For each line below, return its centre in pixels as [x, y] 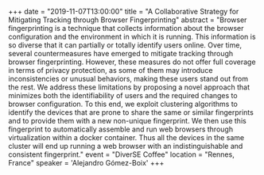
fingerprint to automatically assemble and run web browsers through [120, 129]
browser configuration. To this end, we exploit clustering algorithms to [123, 104]
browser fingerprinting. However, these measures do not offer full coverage [132, 62]
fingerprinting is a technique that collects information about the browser [126, 28]
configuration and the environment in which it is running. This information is [132, 36]
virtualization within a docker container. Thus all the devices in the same [126, 137]
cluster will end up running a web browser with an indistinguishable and [126, 146]
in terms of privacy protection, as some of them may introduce [111, 70]
